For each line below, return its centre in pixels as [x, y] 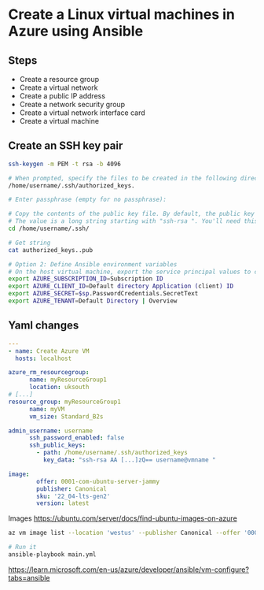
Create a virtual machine [59, 121]
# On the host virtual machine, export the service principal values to [130, 272]
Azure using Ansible [76, 31]
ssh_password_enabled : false [77, 438]
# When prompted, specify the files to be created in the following [123, 178]
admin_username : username [50, 431]
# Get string [29, 243]
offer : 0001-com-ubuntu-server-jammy [98, 481]
